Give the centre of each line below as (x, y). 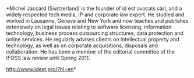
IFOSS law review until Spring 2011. (48, 58)
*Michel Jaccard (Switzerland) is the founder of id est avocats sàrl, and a (94, 8)
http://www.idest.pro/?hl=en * (41, 69)
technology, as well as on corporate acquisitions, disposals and (82, 45)
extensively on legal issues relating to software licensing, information (89, 27)
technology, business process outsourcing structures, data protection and (95, 33)
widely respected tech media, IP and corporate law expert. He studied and (95, 15)
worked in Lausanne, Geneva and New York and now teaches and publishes (97, 21)
